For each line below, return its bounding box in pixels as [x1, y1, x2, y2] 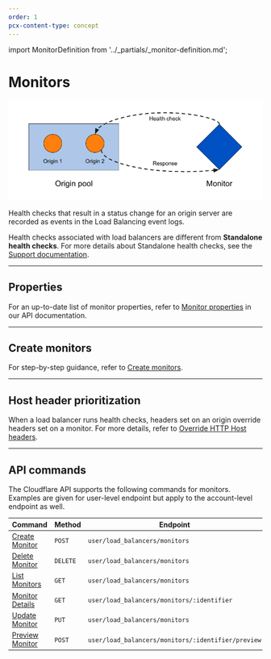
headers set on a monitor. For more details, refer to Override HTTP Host [8, 423, 247, 433]
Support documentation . [8, 249, 90, 259]
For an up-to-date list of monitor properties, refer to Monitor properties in [8, 302, 252, 311]
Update [11, 610, 37, 620]
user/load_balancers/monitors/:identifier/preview [87, 636, 262, 644]
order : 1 [8, 13, 38, 21]
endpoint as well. [8, 502, 65, 511]
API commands [8, 463, 86, 477]
